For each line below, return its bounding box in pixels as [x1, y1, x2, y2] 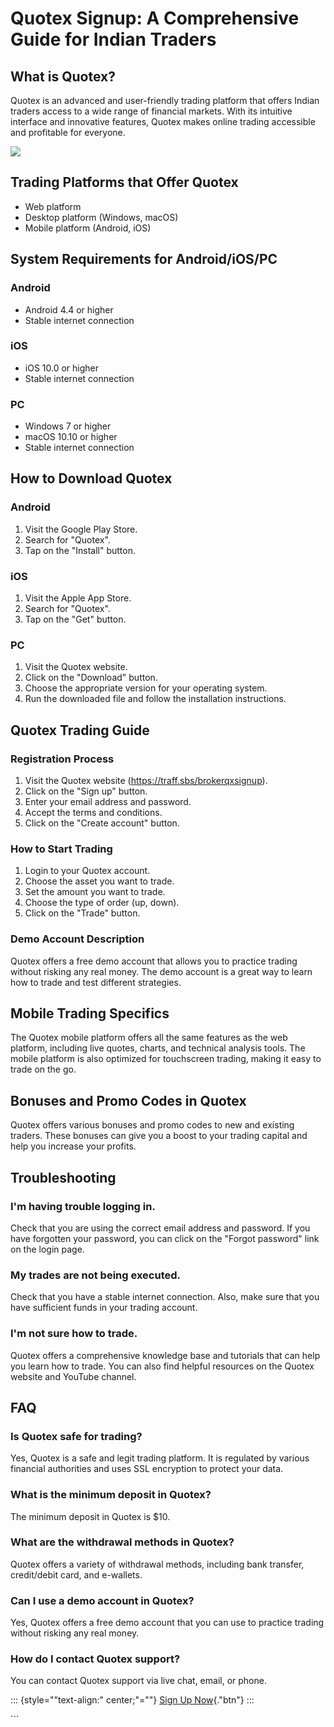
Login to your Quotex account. [24, 865, 151, 877]
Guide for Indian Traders [10, 28, 217, 51]
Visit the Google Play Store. [24, 523, 138, 535]
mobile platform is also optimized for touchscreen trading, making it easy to [10, 1053, 322, 1065]
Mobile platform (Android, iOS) [24, 222, 152, 234]
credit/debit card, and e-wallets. [10, 1568, 143, 1581]
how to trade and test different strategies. [10, 976, 182, 988]
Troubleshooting [10, 1169, 117, 1186]
